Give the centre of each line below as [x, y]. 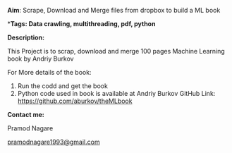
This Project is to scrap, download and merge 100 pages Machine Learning [116, 51]
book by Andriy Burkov [41, 59]
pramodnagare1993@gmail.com [54, 142]
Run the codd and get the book [62, 86]
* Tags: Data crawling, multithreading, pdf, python [81, 24]
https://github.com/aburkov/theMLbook [75, 101]
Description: [26, 37]
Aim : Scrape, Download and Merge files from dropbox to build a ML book [114, 10]
